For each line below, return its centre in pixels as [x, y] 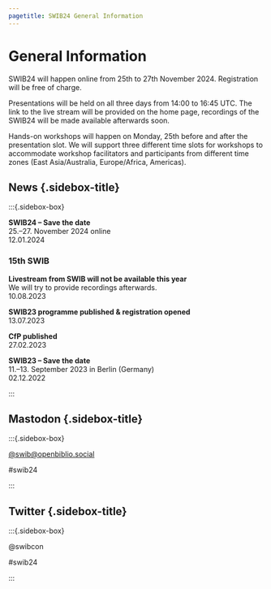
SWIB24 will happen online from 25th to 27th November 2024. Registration [133, 79]
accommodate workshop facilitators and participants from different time [129, 153]
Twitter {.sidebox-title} [68, 511]
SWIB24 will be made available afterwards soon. [89, 120]
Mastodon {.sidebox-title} [76, 419]
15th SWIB [29, 261]
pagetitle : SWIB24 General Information [76, 16]
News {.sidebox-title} [64, 187]
